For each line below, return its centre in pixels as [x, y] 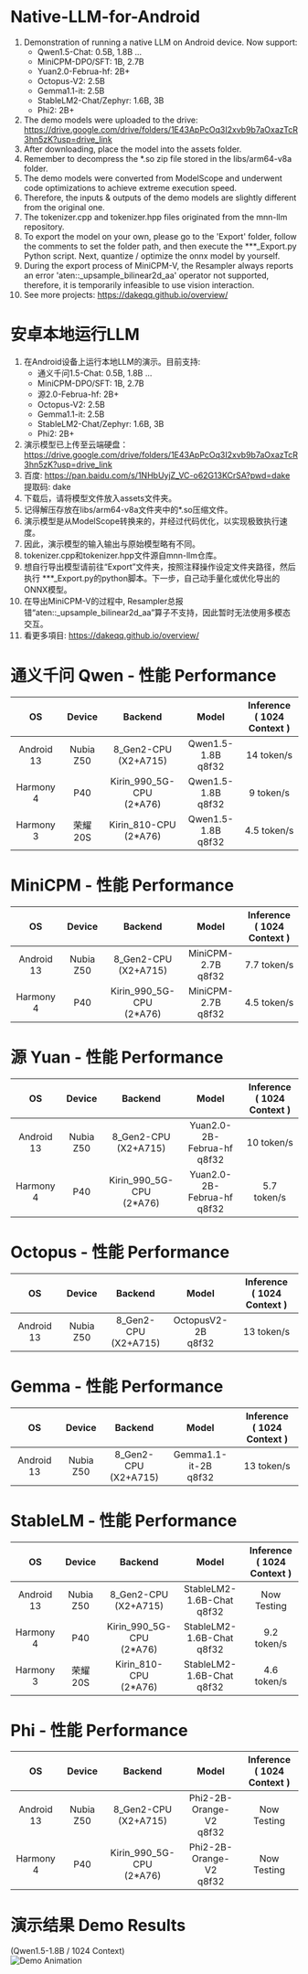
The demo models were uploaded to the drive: [111, 120]
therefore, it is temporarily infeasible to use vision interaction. [139, 284]
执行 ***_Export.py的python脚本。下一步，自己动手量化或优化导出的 [152, 578]
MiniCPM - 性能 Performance [122, 885]
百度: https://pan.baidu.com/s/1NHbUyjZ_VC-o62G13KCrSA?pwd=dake [157, 475]
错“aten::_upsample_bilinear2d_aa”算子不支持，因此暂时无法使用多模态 [157, 612]
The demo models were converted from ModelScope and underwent [153, 178]
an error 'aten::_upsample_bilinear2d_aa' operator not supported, [146, 275]
